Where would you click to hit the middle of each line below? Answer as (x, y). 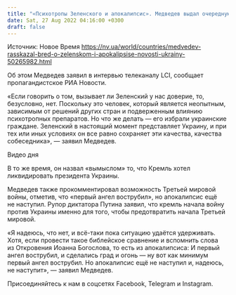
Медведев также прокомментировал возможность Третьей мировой (112, 190)
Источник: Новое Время (44, 47)
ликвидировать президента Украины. (63, 176)
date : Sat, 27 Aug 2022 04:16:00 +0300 (66, 20)
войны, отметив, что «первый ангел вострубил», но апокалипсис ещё (112, 197)
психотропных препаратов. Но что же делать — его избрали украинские (117, 119)
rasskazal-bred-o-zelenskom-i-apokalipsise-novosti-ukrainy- (96, 54)
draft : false (26, 27)
